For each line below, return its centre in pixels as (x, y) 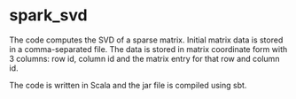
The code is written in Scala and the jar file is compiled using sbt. (128, 85)
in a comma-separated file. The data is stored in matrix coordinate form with (148, 49)
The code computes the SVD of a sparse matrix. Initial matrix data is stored (146, 40)
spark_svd (48, 15)
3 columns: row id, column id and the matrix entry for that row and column (144, 58)
